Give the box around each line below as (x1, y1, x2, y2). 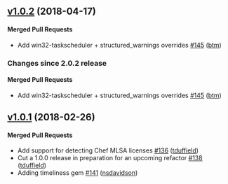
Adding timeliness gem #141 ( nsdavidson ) (17, 169, 138, 177)
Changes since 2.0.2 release (7, 58, 107, 68)
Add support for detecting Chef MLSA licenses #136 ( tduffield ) (17, 146, 199, 155)
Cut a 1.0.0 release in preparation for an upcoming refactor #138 (17, 154, 203, 162)
